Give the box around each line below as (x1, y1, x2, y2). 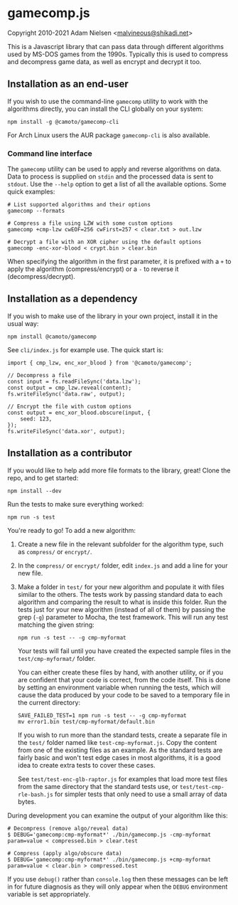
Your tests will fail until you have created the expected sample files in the (17, 646, 231, 655)
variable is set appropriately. (7, 889, 91, 898)
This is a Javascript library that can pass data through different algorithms (7, 42, 224, 51)
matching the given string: (17, 620, 94, 629)
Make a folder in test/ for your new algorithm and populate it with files (17, 582, 225, 591)
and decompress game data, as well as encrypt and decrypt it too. (7, 57, 202, 65)
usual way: (7, 319, 39, 328)
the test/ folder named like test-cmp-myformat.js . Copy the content (17, 738, 217, 746)
